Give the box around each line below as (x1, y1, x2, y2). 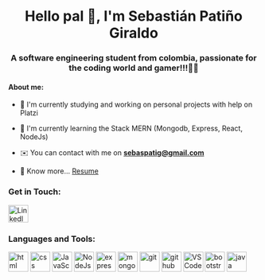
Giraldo (108, 24, 159, 42)
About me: (8, 82, 44, 91)
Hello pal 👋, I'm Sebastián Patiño (25, 7, 243, 25)
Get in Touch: (8, 186, 61, 197)
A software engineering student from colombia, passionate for (10, 52, 257, 64)
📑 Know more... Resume (19, 166, 99, 176)
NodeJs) (19, 132, 49, 142)
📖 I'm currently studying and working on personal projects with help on (19, 99, 253, 110)
